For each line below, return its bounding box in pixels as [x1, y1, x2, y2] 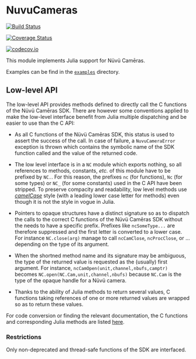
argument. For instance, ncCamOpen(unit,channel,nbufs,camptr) [14, 264, 168, 271]
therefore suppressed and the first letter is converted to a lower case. [14, 228, 183, 235]
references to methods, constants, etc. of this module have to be [14, 167, 171, 174]
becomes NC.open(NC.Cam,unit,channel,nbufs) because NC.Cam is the [14, 271, 182, 278]
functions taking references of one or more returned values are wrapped [14, 294, 190, 302]
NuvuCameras [6, 4, 78, 17]
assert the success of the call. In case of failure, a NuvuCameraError [14, 137, 176, 144]
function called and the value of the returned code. [14, 149, 137, 156]
